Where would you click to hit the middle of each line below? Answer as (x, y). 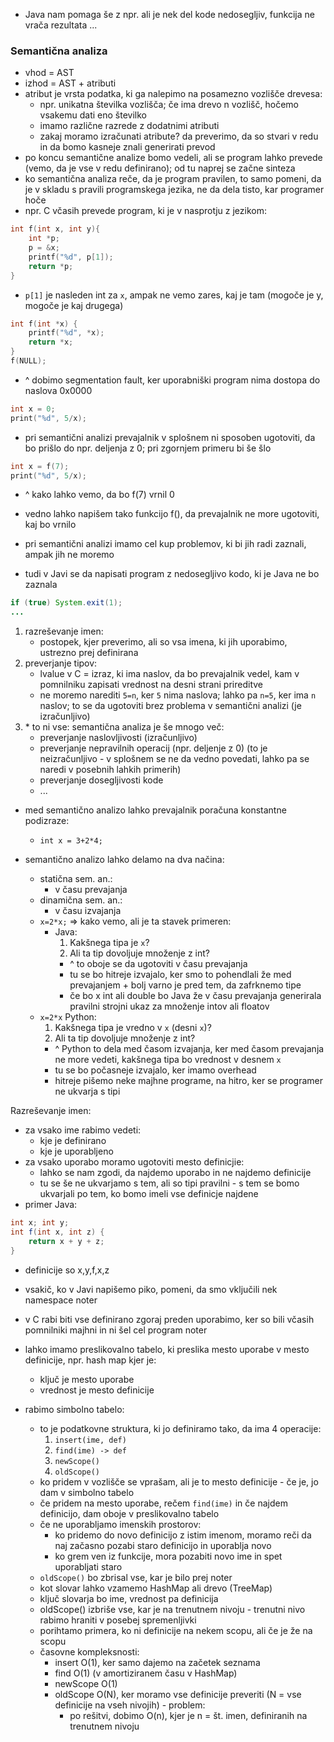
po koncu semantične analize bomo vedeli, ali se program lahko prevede (173, 158)
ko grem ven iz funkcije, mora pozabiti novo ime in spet (168, 1556)
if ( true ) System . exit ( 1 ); (66, 603)
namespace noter (61, 1300)
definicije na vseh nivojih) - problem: (130, 1705)
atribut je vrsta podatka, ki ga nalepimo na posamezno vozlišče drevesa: (173, 94)
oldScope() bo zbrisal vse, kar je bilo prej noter (136, 1577)
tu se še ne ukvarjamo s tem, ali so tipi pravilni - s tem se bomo (169, 1183)
